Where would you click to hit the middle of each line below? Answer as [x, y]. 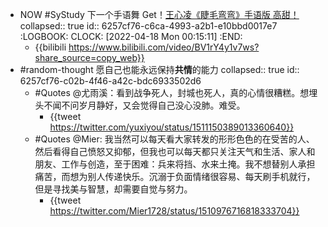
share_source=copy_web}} [89, 57]
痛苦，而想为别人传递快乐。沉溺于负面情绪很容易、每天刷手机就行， [175, 176]
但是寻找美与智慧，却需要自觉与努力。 [113, 189]
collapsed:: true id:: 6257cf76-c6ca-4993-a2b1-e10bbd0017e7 [148, 26]
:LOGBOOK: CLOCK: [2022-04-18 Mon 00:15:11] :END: [131, 36]
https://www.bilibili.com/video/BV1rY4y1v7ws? [164, 47]
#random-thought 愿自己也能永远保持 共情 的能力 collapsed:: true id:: [159, 69]
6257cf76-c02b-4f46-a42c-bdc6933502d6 [110, 81]
